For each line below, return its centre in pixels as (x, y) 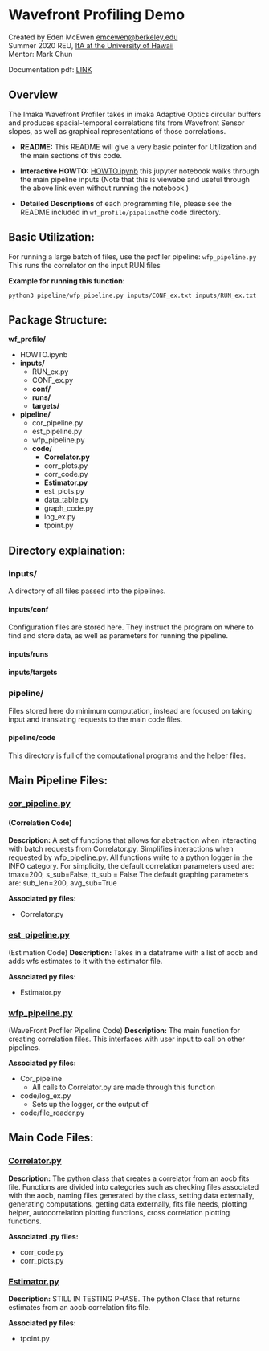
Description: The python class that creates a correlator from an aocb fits (129, 1178)
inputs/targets (33, 673)
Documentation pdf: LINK (50, 69)
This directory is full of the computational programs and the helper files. (127, 755)
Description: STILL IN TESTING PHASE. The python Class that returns (124, 1299)
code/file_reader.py (52, 1113)
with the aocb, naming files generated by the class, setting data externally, (131, 1195)
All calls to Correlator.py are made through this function (123, 1087)
